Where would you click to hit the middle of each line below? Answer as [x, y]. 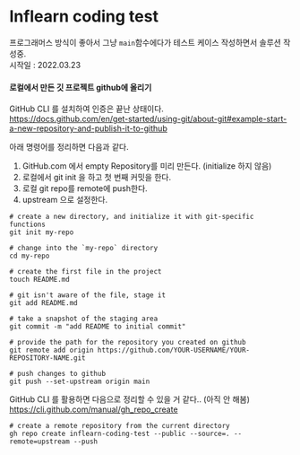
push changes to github [61, 374]
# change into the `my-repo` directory [84, 249]
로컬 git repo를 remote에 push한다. [85, 188]
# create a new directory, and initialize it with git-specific [132, 217]
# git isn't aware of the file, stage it [88, 295]
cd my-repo [30, 256]
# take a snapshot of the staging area [84, 319]
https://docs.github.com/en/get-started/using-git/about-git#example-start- [148, 119]
